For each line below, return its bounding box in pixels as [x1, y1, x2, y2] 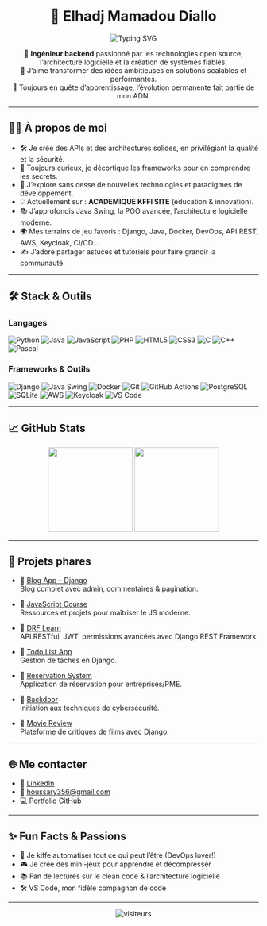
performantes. [110, 74, 157, 83]
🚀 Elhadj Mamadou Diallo [50, 7, 217, 25]
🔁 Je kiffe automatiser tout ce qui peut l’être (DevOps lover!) [19, 850, 217, 860]
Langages [8, 318, 48, 329]
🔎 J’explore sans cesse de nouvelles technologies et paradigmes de [19, 179, 242, 189]
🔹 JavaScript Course [19, 600, 87, 609]
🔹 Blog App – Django [19, 576, 87, 585]
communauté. [19, 258, 66, 268]
